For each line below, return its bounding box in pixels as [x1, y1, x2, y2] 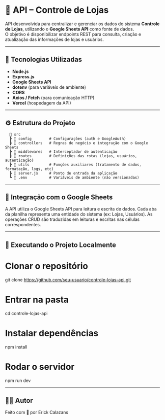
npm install [5, 344, 27, 350]
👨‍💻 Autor [5, 396, 33, 405]
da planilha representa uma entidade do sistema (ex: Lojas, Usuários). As [5, 211, 153, 217]
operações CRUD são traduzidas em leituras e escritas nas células [5, 216, 140, 222]
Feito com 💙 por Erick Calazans [5, 409, 69, 416]
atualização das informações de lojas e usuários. [5, 36, 104, 42]
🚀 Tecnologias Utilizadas [5, 55, 82, 64]
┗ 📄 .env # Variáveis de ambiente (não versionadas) [9, 175, 139, 180]
